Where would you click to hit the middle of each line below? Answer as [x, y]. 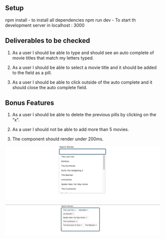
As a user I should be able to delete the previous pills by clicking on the [84, 115]
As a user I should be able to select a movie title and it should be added [84, 67]
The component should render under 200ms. [58, 139]
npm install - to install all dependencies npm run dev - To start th [70, 20]
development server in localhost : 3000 [45, 25]
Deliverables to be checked [48, 41]
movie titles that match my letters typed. [53, 58]
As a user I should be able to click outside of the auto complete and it [82, 82]
